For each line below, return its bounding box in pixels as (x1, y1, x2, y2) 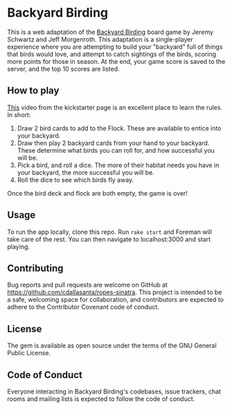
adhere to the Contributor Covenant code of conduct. (7, 303, 159, 311)
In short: (7, 110, 31, 119)
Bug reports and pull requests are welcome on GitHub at (7, 281, 168, 289)
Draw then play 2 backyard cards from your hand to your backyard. (17, 139, 210, 147)
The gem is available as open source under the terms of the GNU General (7, 341, 217, 350)
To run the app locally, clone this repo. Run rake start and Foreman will (7, 228, 213, 236)
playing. (7, 242, 30, 250)
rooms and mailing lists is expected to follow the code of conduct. (7, 395, 195, 403)
